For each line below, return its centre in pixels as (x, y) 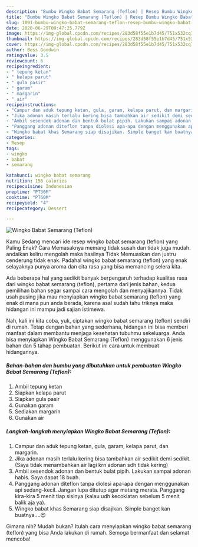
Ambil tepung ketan (38, 387)
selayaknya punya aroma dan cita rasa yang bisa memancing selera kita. (94, 267)
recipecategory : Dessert (37, 208)
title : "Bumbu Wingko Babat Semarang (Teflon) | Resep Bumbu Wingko (92, 17)
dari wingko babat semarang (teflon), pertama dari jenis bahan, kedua (91, 284)
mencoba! (18, 539)
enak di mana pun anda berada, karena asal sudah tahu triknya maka (90, 303)
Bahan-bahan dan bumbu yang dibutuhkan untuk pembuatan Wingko (94, 365)
